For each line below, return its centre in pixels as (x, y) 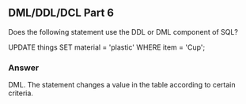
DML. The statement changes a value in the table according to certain (122, 85)
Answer (24, 68)
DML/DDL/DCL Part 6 (61, 13)
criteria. (21, 93)
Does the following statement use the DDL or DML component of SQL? (123, 32)
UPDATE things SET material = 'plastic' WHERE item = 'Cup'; (107, 47)
